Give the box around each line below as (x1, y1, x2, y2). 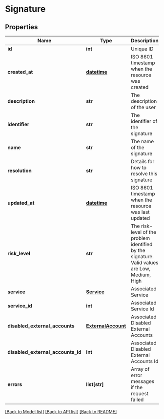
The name (131, 138, 154, 145)
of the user (131, 104, 156, 111)
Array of (131, 366, 150, 372)
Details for (131, 158, 155, 165)
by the (131, 247, 145, 254)
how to (131, 164, 147, 171)
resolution (7, 167, 32, 174)
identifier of (131, 118, 158, 125)
